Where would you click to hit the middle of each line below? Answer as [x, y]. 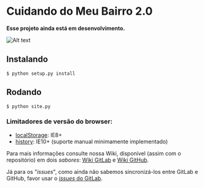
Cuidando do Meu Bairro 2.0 [80, 11]
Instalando [27, 59]
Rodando [24, 92]
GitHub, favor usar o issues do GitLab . [55, 178]
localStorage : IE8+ [39, 135]
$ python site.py [29, 106]
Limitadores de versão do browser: [59, 122]
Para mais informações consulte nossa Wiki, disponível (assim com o [94, 153]
